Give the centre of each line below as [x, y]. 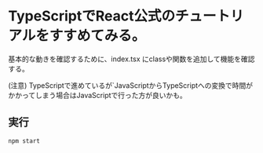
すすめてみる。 [97, 36]
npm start [24, 141]
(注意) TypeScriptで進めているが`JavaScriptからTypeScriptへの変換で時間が [131, 85]
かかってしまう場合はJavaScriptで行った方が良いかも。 [97, 95]
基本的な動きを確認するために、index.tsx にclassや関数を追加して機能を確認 [131, 59]
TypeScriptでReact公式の [91, 16]
